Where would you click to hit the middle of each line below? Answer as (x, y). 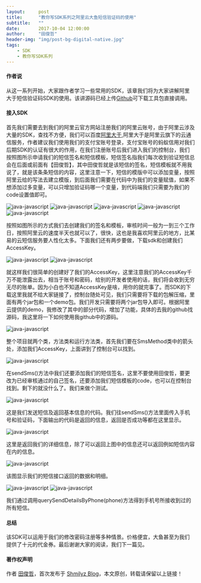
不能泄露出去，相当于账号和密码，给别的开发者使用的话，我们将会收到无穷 (103, 280)
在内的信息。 (22, 452)
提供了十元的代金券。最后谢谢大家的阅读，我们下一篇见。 (77, 545)
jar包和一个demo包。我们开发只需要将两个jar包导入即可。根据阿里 (108, 302)
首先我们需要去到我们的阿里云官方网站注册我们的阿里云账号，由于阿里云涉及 (100, 127)
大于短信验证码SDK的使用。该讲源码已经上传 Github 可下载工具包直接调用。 (98, 98)
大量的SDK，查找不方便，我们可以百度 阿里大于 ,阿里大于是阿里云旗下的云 (96, 135)
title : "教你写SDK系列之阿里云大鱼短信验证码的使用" (71, 17)
